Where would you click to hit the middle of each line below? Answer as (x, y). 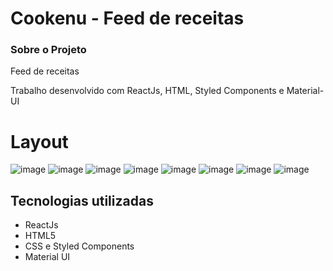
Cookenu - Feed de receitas (127, 18)
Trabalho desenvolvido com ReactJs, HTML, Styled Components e (147, 91)
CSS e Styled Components (79, 246)
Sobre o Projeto (48, 50)
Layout (39, 141)
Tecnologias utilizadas (82, 200)
